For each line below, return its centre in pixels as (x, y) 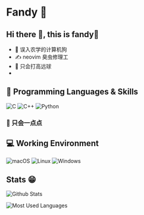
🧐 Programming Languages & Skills (72, 92)
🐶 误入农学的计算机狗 (41, 49)
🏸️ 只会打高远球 (33, 66)
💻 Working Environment (53, 143)
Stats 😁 (21, 179)
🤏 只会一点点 (24, 123)
